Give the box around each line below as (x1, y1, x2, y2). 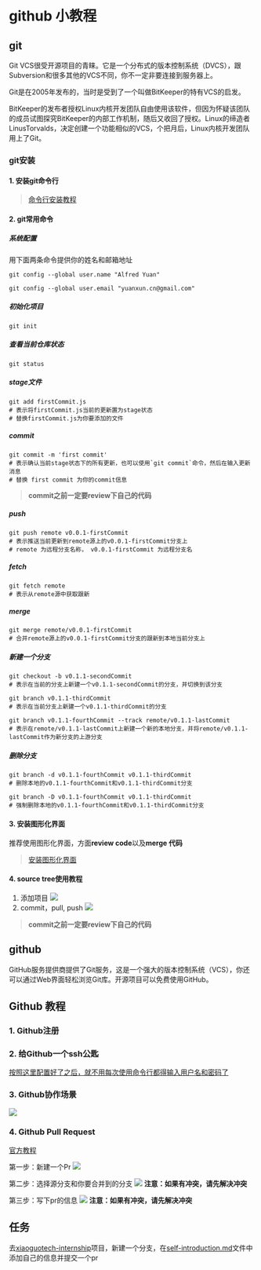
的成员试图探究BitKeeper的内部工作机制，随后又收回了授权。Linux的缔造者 (9, 114, 250, 123)
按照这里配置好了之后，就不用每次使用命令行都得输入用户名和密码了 (9, 1067, 229, 1077)
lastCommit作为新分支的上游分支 (9, 734, 103, 741)
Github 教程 (9, 1000, 66, 1013)
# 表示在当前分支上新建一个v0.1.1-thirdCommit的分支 (9, 703, 167, 711)
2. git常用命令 (9, 214, 54, 224)
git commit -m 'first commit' (9, 451, 108, 459)
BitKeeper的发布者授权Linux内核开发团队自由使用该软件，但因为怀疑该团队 (9, 104, 250, 113)
